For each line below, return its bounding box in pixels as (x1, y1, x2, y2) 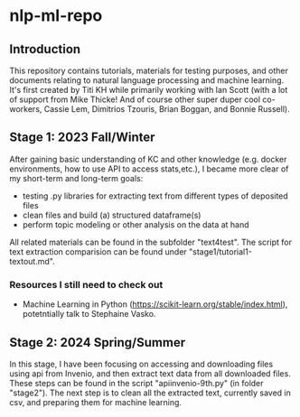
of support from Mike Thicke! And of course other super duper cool (9, 94, 260, 105)
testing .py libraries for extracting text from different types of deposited (22, 190, 289, 201)
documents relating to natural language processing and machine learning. (9, 75, 285, 86)
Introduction (9, 42, 81, 57)
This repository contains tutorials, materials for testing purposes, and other (9, 65, 289, 76)
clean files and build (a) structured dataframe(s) (22, 209, 202, 220)
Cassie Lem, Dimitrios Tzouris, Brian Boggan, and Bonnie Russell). (43, 104, 291, 114)
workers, (9, 104, 42, 114)
